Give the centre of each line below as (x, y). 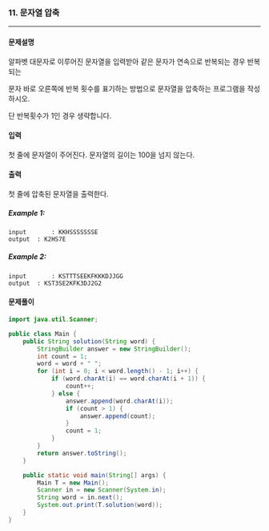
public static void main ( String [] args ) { (94, 475)
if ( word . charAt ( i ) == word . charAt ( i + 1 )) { (128, 379)
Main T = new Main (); (73, 483)
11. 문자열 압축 (34, 12)
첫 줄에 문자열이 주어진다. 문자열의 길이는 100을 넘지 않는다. (102, 155)
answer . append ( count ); (118, 416)
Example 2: (27, 257)
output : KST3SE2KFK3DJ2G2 (55, 283)
